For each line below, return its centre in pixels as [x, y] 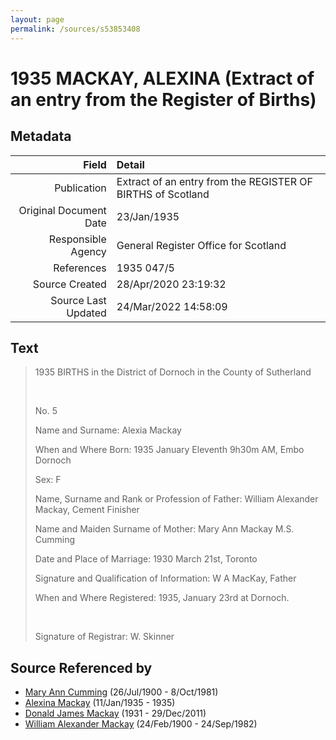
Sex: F [48, 480]
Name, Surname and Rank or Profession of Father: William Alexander [176, 499]
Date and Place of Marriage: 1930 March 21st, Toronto [146, 559]
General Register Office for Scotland [201, 245]
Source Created [69, 284]
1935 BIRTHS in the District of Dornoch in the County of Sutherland [173, 372]
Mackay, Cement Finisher [87, 510]
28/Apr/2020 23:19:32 [171, 284]
